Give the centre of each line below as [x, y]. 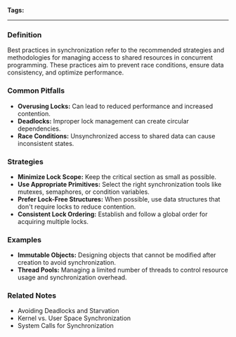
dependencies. [39, 128]
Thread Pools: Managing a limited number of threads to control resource [123, 270]
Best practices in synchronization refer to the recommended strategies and [116, 50]
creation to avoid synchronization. [67, 263]
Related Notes [32, 296]
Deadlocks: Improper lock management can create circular [103, 121]
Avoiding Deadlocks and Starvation [68, 311]
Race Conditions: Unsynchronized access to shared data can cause [116, 136]
